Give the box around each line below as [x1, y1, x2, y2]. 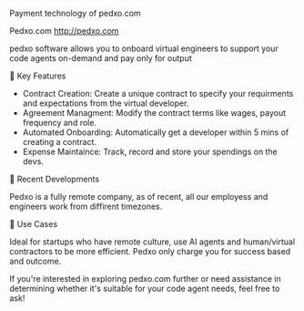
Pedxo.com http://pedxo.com [9, 26, 119, 36]
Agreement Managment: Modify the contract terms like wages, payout [22, 108, 287, 118]
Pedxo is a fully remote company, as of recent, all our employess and [9, 192, 269, 202]
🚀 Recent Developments [9, 173, 100, 184]
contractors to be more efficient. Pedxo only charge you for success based [9, 246, 291, 256]
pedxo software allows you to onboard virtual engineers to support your [9, 43, 279, 54]
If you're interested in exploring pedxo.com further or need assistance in [9, 274, 281, 284]
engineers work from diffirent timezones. [9, 201, 163, 212]
